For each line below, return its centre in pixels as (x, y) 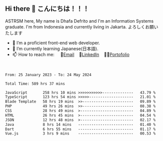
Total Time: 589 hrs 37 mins (35, 84)
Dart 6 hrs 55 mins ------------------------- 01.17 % (80, 129)
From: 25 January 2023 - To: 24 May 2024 (48, 75)
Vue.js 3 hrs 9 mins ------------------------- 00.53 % (80, 134)
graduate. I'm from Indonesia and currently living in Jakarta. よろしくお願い (82, 27)
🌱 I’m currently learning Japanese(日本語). (55, 49)
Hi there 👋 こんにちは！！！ (47, 9)
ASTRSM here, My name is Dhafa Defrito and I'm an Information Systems (80, 21)
